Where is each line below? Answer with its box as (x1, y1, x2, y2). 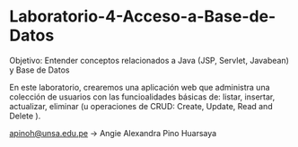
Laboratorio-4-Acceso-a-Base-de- (9, 6, 276, 27)
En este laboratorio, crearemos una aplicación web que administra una (9, 82, 271, 92)
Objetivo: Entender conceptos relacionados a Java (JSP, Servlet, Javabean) (9, 55, 290, 65)
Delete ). (9, 110, 41, 121)
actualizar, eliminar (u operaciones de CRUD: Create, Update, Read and (9, 100, 273, 111)
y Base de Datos (9, 65, 70, 75)
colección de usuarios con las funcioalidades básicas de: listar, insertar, (9, 91, 276, 102)
